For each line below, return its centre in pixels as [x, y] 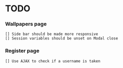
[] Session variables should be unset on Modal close [62, 38]
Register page [22, 51]
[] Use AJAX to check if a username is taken [53, 61]
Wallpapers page [26, 24]
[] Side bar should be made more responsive [52, 34]
